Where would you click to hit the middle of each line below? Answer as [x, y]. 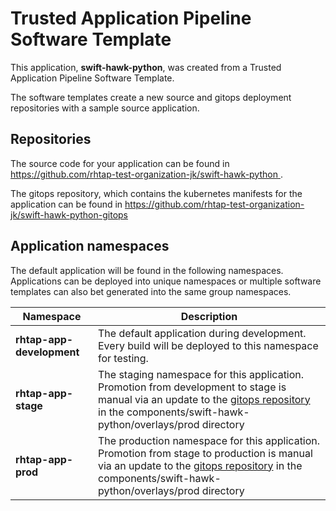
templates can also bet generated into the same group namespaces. [151, 291]
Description [209, 316]
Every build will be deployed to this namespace [208, 345]
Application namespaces [90, 246]
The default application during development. [202, 333]
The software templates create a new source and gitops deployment [151, 97]
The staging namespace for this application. [201, 374]
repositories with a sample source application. [105, 108]
